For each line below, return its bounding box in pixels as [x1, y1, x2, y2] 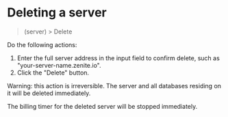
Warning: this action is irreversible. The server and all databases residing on [7, 81, 221, 90]
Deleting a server [7, 5, 107, 21]
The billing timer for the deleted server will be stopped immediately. [7, 102, 198, 110]
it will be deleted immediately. [7, 89, 91, 97]
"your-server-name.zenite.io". [16, 61, 101, 69]
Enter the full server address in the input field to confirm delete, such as [16, 53, 220, 62]
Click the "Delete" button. [16, 68, 90, 77]
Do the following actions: [7, 40, 77, 49]
